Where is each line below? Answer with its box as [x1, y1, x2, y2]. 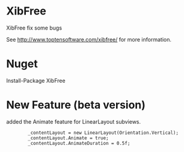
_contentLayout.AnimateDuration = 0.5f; [28, 140, 130, 146]
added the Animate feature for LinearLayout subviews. [6, 118, 141, 125]
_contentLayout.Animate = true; [28, 135, 109, 141]
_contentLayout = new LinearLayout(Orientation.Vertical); [28, 130, 179, 136]
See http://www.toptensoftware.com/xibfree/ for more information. [6, 36, 171, 43]
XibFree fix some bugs [6, 24, 62, 31]
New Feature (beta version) [6, 98, 146, 112]
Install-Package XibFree [6, 77, 66, 84]
